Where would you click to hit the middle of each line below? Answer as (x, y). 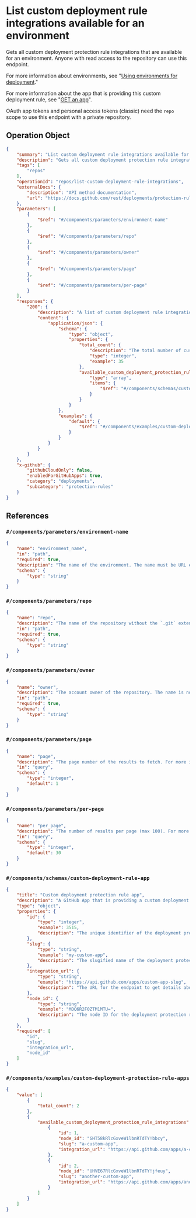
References (27, 516)
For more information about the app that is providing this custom (83, 93)
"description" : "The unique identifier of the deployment (109, 933)
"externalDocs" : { (39, 187)
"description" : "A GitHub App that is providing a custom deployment (103, 900)
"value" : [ (30, 1095)
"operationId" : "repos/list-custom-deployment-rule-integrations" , (100, 182)
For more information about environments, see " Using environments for (92, 76)
